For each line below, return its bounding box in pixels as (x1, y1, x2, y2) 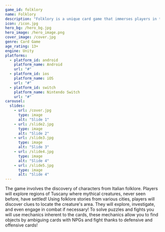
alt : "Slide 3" (18, 145, 50, 150)
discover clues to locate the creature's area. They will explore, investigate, (5, 201, 156, 207)
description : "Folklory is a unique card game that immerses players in (5, 16, 157, 21)
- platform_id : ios (9, 71, 50, 76)
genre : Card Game (5, 39, 41, 44)
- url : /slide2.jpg (14, 122, 54, 127)
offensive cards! (5, 222, 38, 228)
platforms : (5, 53, 27, 58)
